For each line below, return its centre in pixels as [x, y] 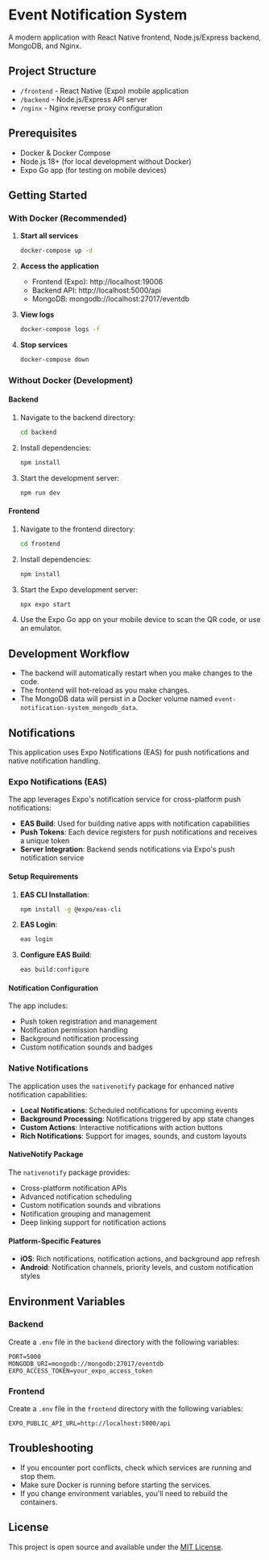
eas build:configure [54, 970]
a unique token [45, 841]
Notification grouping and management [85, 1213]
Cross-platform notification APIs [73, 1188]
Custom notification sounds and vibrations [90, 1205]
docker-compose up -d [56, 251]
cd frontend [40, 544]
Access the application [59, 266]
